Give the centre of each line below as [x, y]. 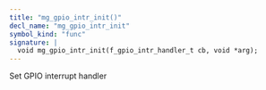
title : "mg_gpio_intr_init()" [66, 17]
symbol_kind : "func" [48, 34]
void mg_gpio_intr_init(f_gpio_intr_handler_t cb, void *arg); [137, 51]
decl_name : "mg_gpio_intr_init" [69, 26]
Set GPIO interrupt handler [58, 76]
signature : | [34, 42]
